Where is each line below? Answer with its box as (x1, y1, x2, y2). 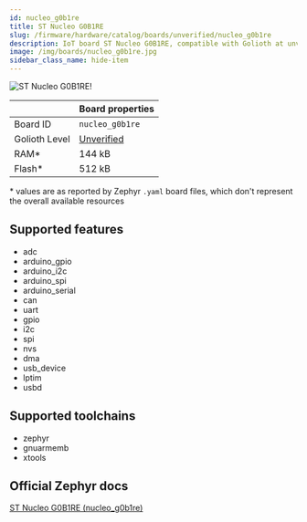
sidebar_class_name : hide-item (9, 56, 129, 65)
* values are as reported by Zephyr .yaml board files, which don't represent (9, 186, 293, 196)
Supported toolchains (9, 408, 136, 424)
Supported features (9, 222, 124, 237)
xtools (22, 452, 47, 463)
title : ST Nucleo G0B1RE (9, 22, 104, 31)
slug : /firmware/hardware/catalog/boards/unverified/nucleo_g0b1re (9, 30, 272, 39)
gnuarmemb (22, 442, 69, 453)
